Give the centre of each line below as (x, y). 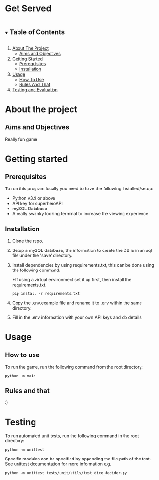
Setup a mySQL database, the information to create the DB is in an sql (82, 250)
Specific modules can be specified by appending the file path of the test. (78, 459)
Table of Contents (37, 32)
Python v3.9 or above (34, 198)
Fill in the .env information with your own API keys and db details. (77, 317)
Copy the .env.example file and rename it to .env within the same (77, 303)
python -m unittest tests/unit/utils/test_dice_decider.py (66, 473)
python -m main (20, 376)
